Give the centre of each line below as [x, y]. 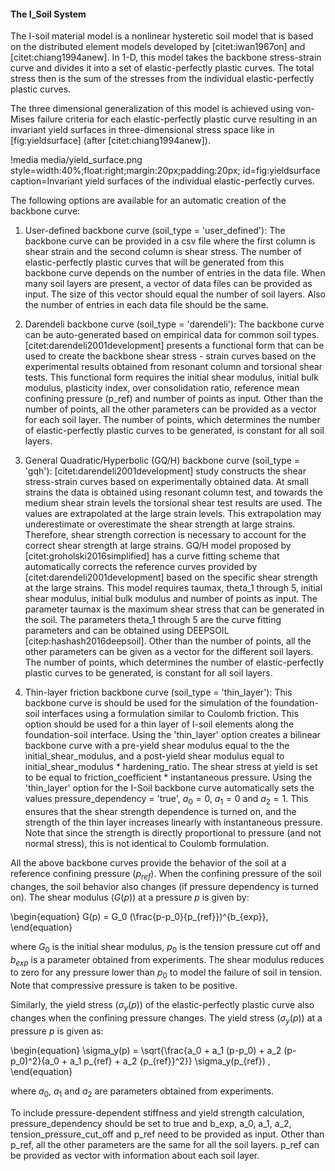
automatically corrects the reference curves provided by [141, 567]
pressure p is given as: [57, 1031]
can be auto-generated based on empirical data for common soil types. [172, 335]
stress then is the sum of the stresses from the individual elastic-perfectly [162, 79]
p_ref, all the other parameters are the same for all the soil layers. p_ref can [165, 1144]
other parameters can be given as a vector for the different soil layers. [169, 652]
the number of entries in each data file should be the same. [146, 305]
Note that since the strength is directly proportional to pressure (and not [173, 833]
